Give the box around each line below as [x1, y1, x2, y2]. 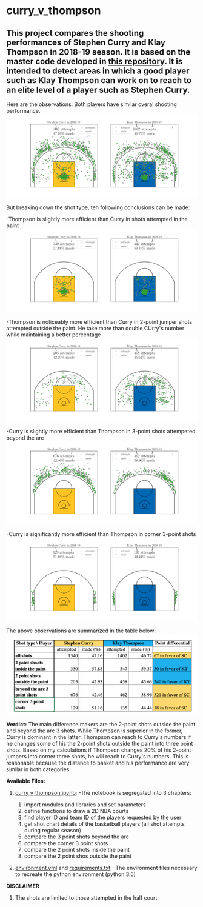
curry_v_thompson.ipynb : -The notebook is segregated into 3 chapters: [15, 789, 192, 796]
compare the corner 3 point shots [24, 839, 108, 846]
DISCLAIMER [6, 882, 39, 889]
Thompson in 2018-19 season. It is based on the [6, 47, 191, 57]
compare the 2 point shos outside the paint [24, 852, 132, 860]
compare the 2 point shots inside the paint [24, 846, 130, 853]
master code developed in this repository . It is [6, 56, 183, 67]
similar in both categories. [6, 765, 72, 773]
